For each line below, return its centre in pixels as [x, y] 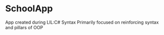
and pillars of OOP [24, 27]
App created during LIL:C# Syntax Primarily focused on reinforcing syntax [82, 22]
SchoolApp [29, 9]
